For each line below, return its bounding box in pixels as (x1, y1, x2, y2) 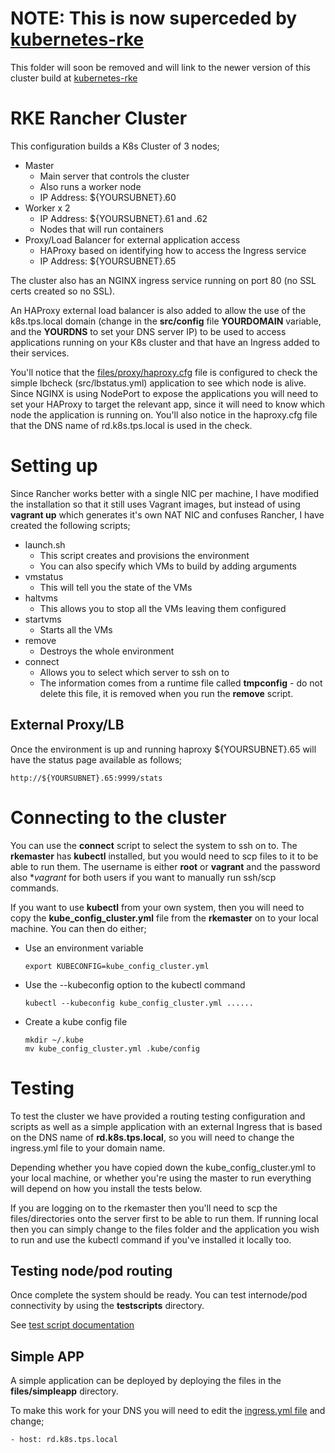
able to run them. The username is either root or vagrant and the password (10, 860, 321, 872)
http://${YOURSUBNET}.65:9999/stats (10, 773, 163, 783)
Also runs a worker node (39, 180, 142, 192)
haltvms (24, 592, 58, 604)
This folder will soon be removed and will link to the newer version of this (10, 61, 311, 73)
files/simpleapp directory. (10, 1385, 119, 1397)
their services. (10, 347, 70, 359)
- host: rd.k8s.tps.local (10, 1435, 118, 1445)
